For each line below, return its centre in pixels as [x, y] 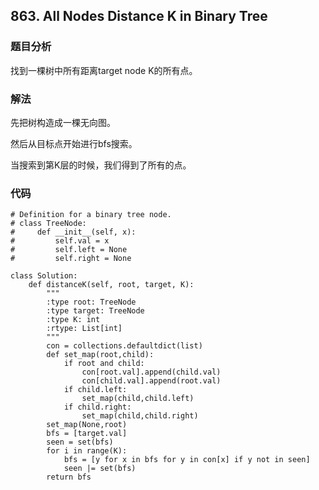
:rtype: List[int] [84, 329]
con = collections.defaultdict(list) [124, 346]
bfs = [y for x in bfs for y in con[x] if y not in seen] [187, 460]
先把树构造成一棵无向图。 [63, 122]
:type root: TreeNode [91, 302]
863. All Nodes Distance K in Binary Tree [139, 16]
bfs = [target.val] [87, 434]
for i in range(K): [87, 451]
